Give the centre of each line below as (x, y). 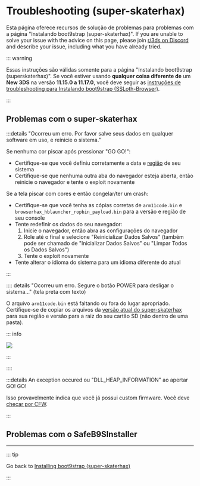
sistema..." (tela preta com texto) (46, 291)
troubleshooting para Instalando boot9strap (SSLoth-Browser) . (83, 88)
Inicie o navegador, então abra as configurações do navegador (101, 230)
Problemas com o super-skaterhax (72, 119)
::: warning (19, 58)
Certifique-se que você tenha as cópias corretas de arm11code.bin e (99, 205)
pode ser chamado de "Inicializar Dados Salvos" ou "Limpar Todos (105, 243)
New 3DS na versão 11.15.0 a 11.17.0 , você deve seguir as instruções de (94, 82)
